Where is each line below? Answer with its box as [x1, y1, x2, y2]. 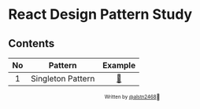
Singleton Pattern [31, 73, 95, 84]
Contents [8, 37, 55, 50]
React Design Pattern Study [8, 5, 193, 24]
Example [102, 60, 136, 71]
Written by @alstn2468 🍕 [104, 93, 161, 101]
